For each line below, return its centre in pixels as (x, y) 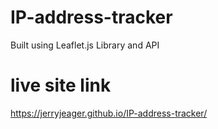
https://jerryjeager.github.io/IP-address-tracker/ (109, 113)
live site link (61, 85)
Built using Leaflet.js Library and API (85, 45)
